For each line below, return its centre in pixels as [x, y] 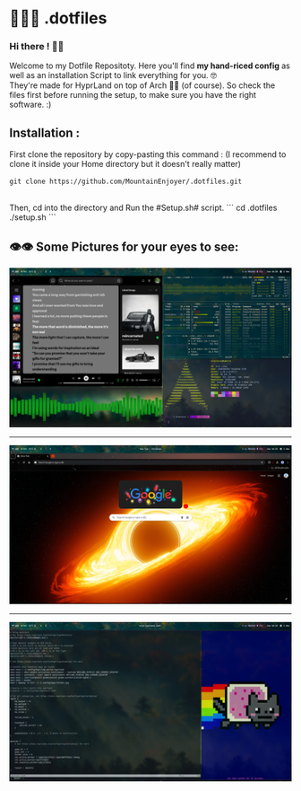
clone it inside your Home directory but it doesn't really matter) [125, 164]
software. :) [30, 105]
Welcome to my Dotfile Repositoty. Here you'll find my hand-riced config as [150, 66]
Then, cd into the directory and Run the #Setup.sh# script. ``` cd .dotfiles [143, 208]
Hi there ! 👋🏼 [37, 47]
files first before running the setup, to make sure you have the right [133, 95]
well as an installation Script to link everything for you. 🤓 [113, 75]
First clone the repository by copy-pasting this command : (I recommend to [148, 154]
